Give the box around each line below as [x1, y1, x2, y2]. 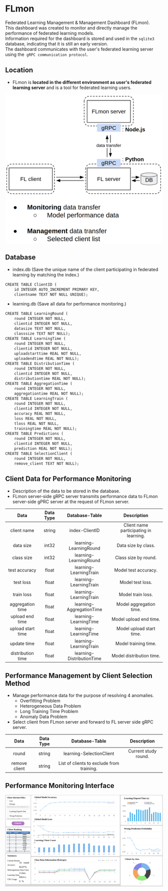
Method [5, 679, 30, 687]
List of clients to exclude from [58, 760, 119, 766]
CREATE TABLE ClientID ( [5, 282, 57, 287]
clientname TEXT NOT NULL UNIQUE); [14, 292, 88, 297]
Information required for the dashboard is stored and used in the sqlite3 [5, 35, 154, 41]
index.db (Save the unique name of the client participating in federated [12, 266, 158, 272]
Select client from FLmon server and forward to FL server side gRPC [12, 719, 153, 725]
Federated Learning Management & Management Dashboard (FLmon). [5, 19, 150, 25]
